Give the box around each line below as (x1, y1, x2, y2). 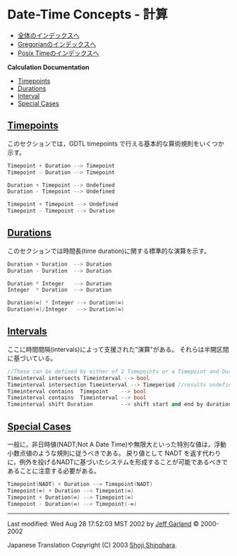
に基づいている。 (7, 354, 57, 362)
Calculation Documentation (7, 63, 90, 71)
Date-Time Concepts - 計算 (7, 6, 168, 23)
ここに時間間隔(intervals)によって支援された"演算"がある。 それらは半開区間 (7, 345, 229, 353)
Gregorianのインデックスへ (17, 40, 97, 48)
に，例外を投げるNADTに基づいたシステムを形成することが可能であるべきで (7, 457, 228, 466)
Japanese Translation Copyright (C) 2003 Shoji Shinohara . (7, 541, 178, 550)
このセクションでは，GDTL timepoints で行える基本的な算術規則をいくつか (7, 139, 224, 148)
